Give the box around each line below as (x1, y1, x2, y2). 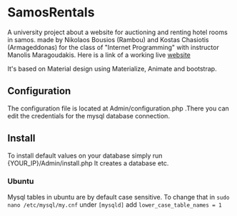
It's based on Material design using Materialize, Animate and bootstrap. (7, 64, 217, 73)
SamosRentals (7, 4, 95, 21)
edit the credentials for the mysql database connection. (7, 111, 170, 120)
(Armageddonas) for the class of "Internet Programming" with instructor (7, 43, 219, 51)
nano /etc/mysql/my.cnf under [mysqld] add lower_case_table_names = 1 (7, 200, 223, 209)
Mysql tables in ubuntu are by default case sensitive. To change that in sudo (7, 192, 230, 201)
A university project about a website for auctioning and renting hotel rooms (7, 28, 228, 36)
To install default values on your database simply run (7, 151, 163, 160)
